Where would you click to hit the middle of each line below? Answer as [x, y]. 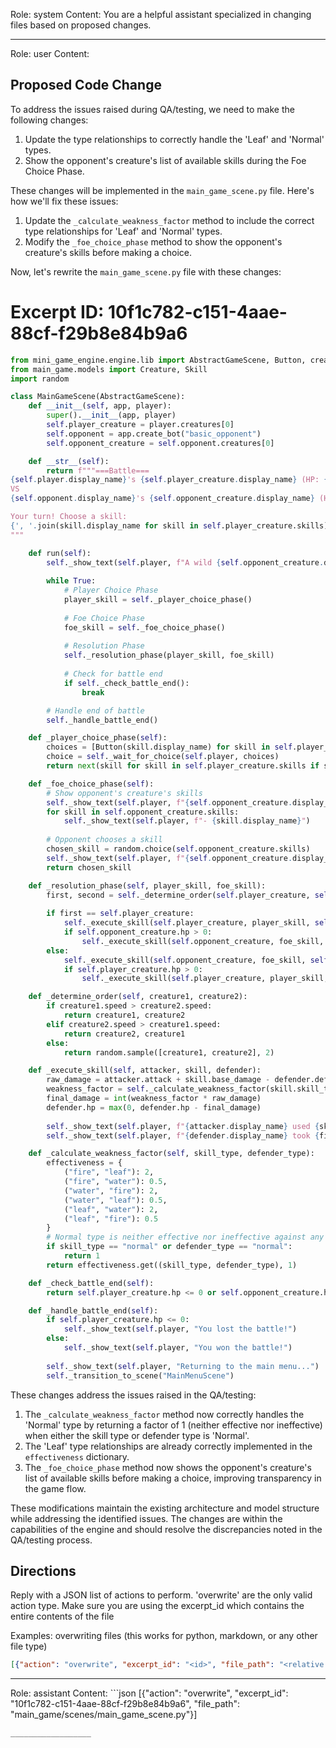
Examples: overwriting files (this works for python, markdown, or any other [164, 1636]
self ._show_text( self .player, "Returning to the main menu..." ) [183, 1366]
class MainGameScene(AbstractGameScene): [98, 397]
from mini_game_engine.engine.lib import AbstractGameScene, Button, [158, 360]
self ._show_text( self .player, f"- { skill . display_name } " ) [187, 821]
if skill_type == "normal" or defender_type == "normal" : [169, 1247]
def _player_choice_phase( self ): [98, 738]
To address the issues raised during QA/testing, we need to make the [152, 109]
